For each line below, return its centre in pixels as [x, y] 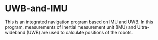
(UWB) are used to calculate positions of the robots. [80, 32]
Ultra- [143, 27]
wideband [15, 32]
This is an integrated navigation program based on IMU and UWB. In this [79, 22]
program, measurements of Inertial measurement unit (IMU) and [71, 27]
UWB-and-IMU [37, 9]
